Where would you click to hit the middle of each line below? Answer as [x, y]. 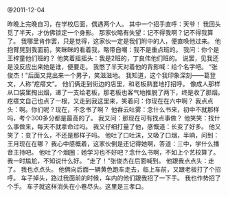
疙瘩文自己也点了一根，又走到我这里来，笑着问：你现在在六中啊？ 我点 [107, 101]
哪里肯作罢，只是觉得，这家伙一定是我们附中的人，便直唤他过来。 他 [124, 41]
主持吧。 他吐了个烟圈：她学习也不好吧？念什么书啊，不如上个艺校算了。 [116, 152]
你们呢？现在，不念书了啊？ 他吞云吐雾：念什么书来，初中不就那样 [125, 109]
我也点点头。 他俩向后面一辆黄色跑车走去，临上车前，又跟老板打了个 [117, 169]
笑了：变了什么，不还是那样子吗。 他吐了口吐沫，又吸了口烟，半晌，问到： [113, 135]
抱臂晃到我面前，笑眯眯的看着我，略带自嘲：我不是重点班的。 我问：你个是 [113, 50]
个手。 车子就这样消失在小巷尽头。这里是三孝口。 [77, 186]
